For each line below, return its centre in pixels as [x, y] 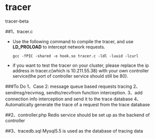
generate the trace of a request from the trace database [92, 104]
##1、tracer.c [19, 31]
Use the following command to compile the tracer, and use [73, 41]
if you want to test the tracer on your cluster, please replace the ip [81, 65]
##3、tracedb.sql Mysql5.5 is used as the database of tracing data [74, 131]
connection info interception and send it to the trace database [69, 99]
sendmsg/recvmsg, [25, 92]
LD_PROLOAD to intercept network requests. [59, 47]
